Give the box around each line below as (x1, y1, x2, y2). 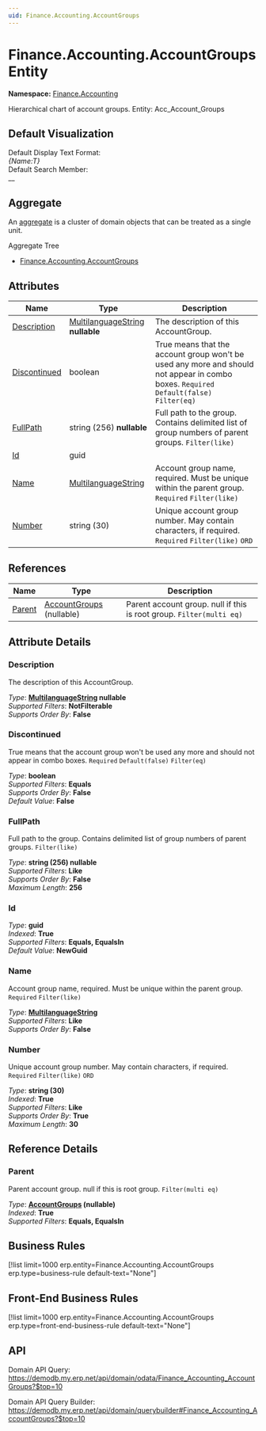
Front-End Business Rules (8, 1292, 139, 1305)
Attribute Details (8, 635, 91, 649)
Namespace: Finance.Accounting (8, 89, 119, 98)
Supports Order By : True (8, 1110, 89, 1121)
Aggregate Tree (8, 241, 59, 250)
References (8, 561, 66, 575)
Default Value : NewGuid (8, 946, 88, 955)
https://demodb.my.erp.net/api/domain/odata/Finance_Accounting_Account (8, 1373, 256, 1383)
